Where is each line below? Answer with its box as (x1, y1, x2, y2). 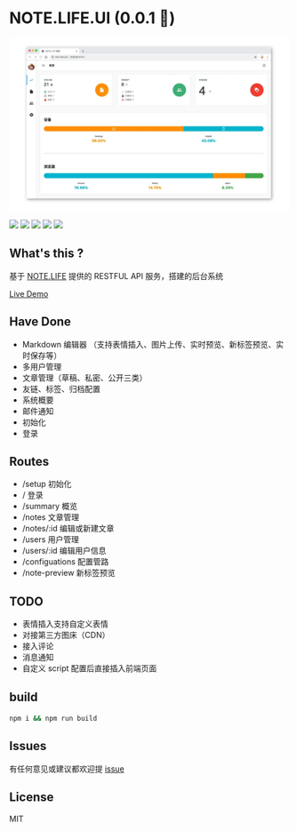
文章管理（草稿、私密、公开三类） (21, 372, 148, 383)
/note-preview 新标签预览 (21, 568, 116, 579)
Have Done (9, 315, 71, 330)
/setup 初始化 (21, 479, 72, 490)
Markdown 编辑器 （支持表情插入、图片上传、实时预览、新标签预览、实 (21, 339, 285, 349)
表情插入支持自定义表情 (21, 619, 108, 629)
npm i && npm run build (9, 715, 98, 723)
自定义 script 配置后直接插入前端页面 (21, 663, 157, 674)
